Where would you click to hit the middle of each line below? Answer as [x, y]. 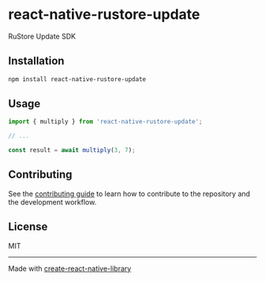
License [28, 227]
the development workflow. [52, 202]
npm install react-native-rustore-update [77, 79]
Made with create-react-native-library [70, 268]
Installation [36, 61]
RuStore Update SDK [42, 36]
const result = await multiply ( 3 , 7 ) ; [72, 150]
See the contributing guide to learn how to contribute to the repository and [129, 194]
